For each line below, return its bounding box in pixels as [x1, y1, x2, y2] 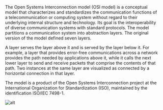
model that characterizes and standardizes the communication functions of [5, 9, 157, 15]
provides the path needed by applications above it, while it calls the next [5, 55, 151, 60]
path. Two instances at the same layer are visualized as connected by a [5, 65, 150, 71]
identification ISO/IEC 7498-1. [5, 90, 65, 96]
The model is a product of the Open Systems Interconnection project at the [5, 80, 157, 86]
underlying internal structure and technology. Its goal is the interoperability [5, 19, 156, 25]
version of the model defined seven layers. [5, 35, 92, 41]
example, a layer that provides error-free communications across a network [5, 50, 158, 55]
